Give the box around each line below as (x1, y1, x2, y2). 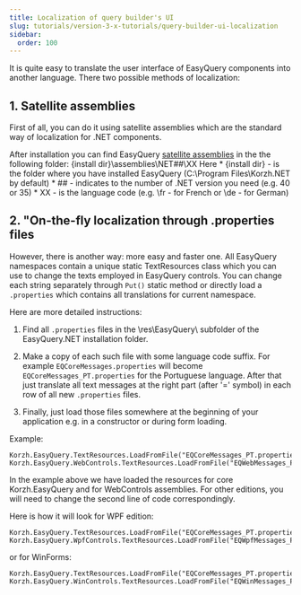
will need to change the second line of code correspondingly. (9, 493, 236, 503)
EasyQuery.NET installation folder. (21, 333, 149, 344)
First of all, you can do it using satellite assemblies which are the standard (9, 122, 282, 133)
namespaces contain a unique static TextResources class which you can (9, 260, 277, 271)
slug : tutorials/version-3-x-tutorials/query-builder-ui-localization (9, 22, 279, 31)
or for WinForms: (9, 551, 72, 562)
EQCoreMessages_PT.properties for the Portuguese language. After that (21, 370, 282, 381)
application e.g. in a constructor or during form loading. (21, 416, 228, 426)
